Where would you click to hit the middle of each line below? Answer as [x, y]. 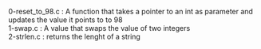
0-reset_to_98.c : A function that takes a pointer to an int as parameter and [131, 11]
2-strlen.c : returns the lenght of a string [75, 36]
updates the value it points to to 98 [65, 20]
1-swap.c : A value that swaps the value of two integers [99, 28]
